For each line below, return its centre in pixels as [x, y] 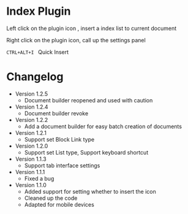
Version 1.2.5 [31, 94]
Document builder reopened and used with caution [88, 100]
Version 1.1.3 [31, 159]
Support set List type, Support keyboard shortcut [86, 152]
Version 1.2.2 [32, 120]
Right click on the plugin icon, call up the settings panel [76, 40]
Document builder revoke [56, 113]
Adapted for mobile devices [59, 204]
